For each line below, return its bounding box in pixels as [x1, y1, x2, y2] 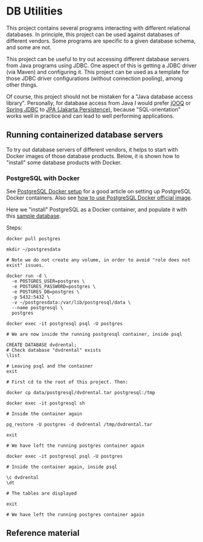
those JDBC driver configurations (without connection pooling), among [6, 75, 183, 82]
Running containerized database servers [6, 130, 163, 140]
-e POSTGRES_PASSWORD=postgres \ [11, 284, 96, 290]
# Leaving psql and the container [6, 363, 94, 369]
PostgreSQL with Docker [6, 174, 80, 182]
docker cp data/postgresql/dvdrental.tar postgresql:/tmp [6, 390, 155, 396]
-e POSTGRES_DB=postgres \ [11, 289, 80, 295]
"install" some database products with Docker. [6, 159, 122, 166]
